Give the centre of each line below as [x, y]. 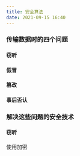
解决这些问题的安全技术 [40, 117]
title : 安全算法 [25, 12]
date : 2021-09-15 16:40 [36, 17]
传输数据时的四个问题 [37, 40]
